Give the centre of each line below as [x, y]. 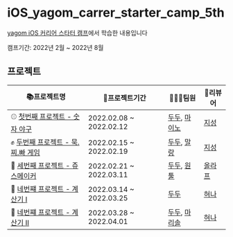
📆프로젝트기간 [125, 98]
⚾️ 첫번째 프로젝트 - [41, 116]
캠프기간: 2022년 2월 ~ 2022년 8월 [55, 47]
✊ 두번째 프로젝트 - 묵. [45, 142]
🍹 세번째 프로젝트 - [41, 166]
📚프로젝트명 [46, 97]
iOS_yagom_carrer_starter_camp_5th [116, 13]
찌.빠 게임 [25, 152]
